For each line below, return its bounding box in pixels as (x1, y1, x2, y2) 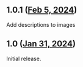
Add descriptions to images (6, 21, 76, 28)
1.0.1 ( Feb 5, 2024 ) (6, 5, 78, 15)
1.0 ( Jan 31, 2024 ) (6, 39, 76, 49)
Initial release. (6, 55, 41, 62)
